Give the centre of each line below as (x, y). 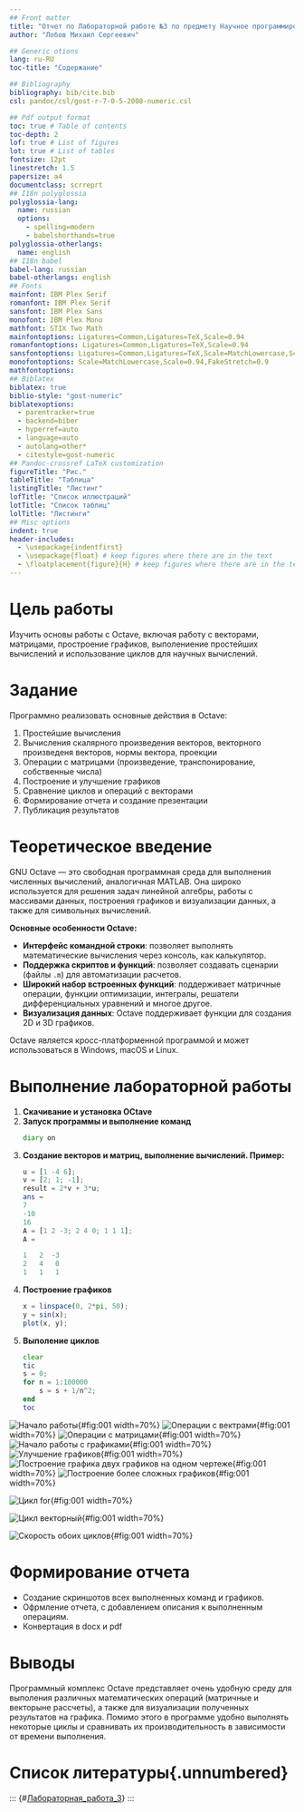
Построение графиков (67, 1290)
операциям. (46, 1616)
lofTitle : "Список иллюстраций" (70, 497)
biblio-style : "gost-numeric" (66, 395)
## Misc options (40, 522)
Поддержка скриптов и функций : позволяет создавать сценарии (150, 964)
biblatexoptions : (42, 404)
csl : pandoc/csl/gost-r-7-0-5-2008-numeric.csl (101, 101)
